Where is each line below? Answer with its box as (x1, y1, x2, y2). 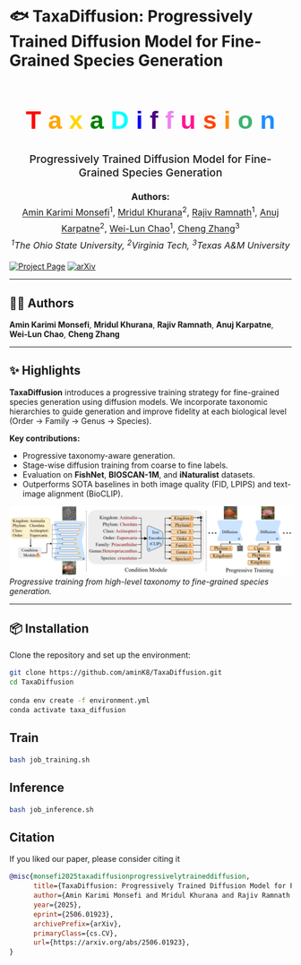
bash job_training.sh (9, 755, 90, 764)
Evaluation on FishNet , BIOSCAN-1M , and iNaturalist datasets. (21, 469, 255, 479)
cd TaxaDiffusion (9, 677, 74, 686)
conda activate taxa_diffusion (9, 706, 126, 715)
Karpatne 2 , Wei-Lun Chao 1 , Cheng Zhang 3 (61, 220, 240, 235)
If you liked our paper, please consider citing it (9, 854, 181, 865)
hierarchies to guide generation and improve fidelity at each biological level (9, 406, 287, 417)
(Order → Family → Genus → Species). (9, 415, 152, 426)
